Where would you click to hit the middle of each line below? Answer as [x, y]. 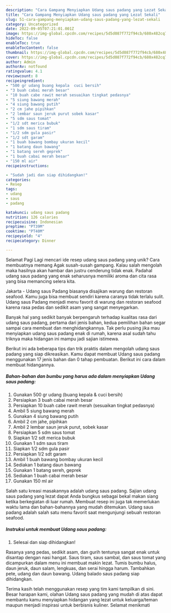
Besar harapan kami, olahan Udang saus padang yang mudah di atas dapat [84, 594]
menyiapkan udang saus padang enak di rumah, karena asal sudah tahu [81, 333]
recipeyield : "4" [24, 236]
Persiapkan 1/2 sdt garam [40, 454]
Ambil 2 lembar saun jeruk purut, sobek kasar [61, 427]
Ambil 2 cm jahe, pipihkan [40, 422]
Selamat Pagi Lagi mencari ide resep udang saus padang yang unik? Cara [83, 260]
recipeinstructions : [28, 166]
